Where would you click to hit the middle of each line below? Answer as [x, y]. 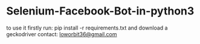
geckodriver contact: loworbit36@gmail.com [62, 34]
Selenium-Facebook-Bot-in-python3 [100, 11]
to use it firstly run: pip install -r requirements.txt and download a [87, 28]
